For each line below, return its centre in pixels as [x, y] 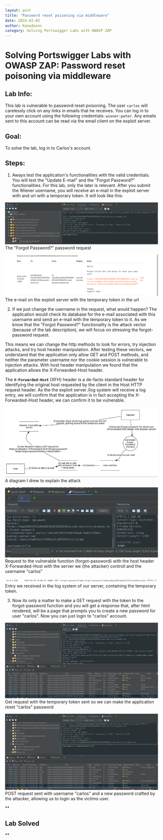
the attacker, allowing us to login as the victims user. [57, 799]
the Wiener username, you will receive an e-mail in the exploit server [81, 190]
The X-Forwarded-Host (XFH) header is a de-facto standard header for [75, 380]
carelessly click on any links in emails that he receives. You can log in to [77, 111]
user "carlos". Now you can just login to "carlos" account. [70, 616]
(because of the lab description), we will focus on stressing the [75, 330]
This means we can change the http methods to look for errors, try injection [81, 344]
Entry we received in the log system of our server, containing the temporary [81, 586]
